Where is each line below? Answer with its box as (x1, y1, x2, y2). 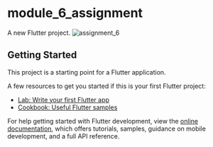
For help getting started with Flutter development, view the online (7, 116, 199, 125)
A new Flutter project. (7, 28, 71, 37)
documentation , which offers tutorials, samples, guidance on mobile (7, 124, 206, 133)
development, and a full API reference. (7, 131, 120, 140)
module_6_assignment (7, 5, 143, 21)
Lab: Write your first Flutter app (17, 95, 110, 104)
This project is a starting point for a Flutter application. (7, 67, 166, 76)
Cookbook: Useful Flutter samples (17, 103, 118, 111)
